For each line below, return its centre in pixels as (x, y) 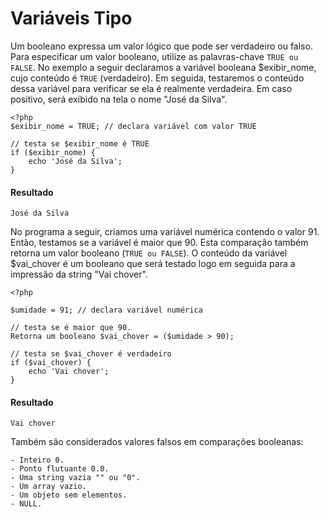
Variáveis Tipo (71, 18)
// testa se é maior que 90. (71, 328)
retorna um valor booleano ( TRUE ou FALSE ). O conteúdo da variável (149, 253)
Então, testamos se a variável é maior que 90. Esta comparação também (159, 243)
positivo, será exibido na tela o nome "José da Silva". (119, 99)
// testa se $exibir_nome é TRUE (80, 143)
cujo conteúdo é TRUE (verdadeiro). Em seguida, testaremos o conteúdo (157, 78)
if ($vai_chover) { (51, 363)
